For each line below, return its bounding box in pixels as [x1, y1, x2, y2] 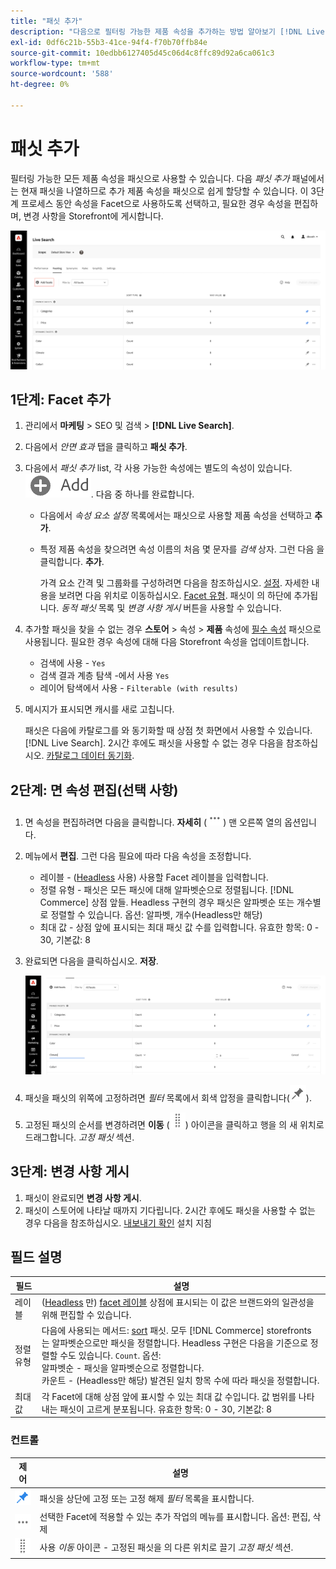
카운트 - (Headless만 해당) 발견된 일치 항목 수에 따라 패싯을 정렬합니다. [41, 1375, 320, 1387]
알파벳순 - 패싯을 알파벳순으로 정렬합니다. [41, 1362, 205, 1374]
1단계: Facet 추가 [10, 391, 112, 409]
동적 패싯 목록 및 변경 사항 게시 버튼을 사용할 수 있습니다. [61, 602, 282, 614]
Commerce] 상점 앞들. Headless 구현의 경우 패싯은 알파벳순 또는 [39, 896, 295, 909]
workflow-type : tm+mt [10, 58, 101, 69]
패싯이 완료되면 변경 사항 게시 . [24, 1191, 142, 1204]
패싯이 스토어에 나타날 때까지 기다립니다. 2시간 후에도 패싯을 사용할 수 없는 [24, 1204, 316, 1216]
